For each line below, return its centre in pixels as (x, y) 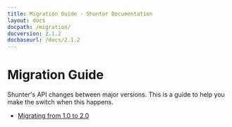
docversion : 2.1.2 (34, 34)
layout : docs (26, 20)
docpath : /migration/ (39, 27)
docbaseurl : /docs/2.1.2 (44, 40)
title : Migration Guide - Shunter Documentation (80, 14)
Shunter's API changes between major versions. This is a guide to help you (116, 95)
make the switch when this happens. (61, 102)
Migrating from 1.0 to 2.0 (53, 116)
